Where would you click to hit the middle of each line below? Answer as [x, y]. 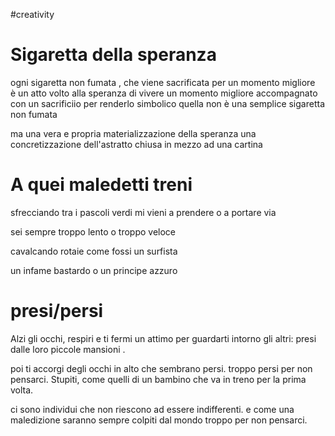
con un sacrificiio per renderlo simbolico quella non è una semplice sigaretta [168, 103]
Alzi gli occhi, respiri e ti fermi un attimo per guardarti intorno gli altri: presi [163, 338]
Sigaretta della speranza [113, 55]
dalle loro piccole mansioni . [68, 349]
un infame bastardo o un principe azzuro [94, 270]
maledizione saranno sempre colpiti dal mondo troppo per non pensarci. [159, 420]
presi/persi [57, 311]
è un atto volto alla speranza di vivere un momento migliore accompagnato [164, 93]
